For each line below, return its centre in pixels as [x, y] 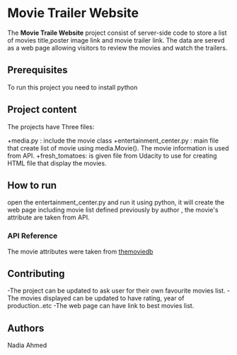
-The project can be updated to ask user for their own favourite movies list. [116, 291]
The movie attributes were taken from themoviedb [80, 251]
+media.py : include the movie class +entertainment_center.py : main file [113, 141]
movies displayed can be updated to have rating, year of [102, 298]
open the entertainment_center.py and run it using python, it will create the [116, 202]
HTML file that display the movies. [57, 163]
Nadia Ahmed [27, 345]
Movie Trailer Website [73, 13]
